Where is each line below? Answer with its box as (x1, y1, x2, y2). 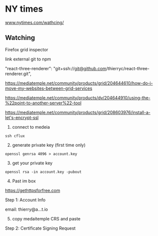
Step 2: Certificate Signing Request (5, 225, 76, 231)
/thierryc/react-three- (106, 65, 150, 71)
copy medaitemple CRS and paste (12, 216, 80, 221)
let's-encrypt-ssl (5, 115, 39, 120)
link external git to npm (5, 56, 51, 62)
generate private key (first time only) (12, 142, 86, 148)
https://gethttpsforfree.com (5, 187, 60, 193)
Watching (5, 34, 35, 42)
